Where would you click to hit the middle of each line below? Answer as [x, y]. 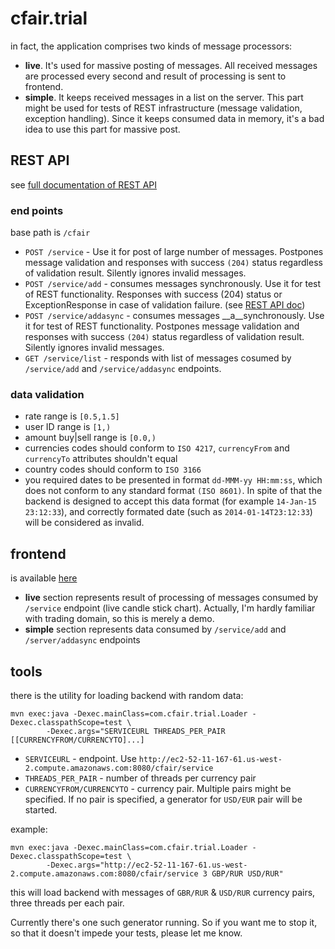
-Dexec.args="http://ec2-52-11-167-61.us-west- [147, 865]
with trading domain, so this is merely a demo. [119, 619]
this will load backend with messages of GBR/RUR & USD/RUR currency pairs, [163, 892]
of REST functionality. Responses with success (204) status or [153, 294]
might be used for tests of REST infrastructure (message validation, [163, 108]
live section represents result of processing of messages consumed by [171, 598]
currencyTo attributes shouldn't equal [101, 459]
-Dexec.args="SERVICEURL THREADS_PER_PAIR [136, 731]
